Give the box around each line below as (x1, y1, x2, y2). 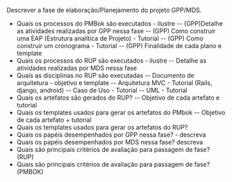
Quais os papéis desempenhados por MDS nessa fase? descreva (16, 138, 204, 146)
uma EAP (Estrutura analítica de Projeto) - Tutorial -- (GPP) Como (16, 34, 204, 43)
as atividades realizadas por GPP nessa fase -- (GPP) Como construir (16, 27, 216, 35)
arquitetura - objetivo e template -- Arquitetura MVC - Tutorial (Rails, (16, 79, 213, 86)
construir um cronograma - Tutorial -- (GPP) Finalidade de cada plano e (16, 42, 222, 50)
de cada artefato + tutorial (16, 116, 92, 124)
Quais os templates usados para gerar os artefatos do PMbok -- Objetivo (16, 108, 226, 116)
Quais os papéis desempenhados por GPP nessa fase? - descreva (16, 130, 206, 139)
